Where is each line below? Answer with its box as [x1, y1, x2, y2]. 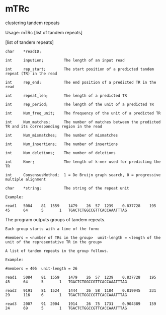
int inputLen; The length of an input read [5, 57, 125, 63]
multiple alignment [5, 177, 46, 182]
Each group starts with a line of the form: [5, 226, 100, 231]
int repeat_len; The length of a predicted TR [5, 93, 127, 98]
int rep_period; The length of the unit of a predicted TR [5, 102, 154, 107]
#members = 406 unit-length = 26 [5, 266, 78, 271]
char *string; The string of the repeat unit [5, 185, 129, 191]
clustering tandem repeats [5, 20, 60, 26]
